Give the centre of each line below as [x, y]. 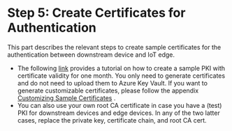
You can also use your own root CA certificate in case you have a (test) [119, 105]
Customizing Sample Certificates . [66, 98]
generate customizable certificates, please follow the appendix [108, 90]
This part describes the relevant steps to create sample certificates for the [114, 47]
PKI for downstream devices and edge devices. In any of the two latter [118, 113]
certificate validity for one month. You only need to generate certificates [121, 76]
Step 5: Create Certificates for [96, 13]
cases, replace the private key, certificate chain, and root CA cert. [112, 120]
